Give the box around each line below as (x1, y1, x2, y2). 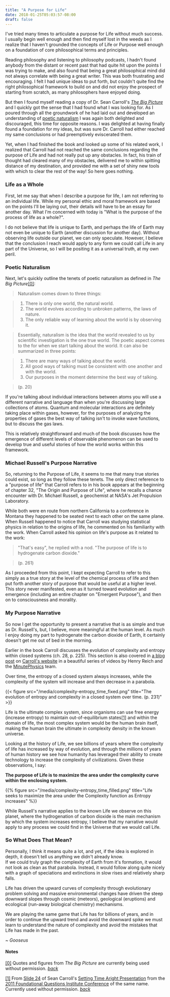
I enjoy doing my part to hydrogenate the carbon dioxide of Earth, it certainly (5, 632, 165, 638)
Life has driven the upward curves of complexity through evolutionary (5, 885, 151, 891)
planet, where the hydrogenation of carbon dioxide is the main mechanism (5, 813, 161, 819)
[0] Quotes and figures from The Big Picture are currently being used (5, 960, 150, 966)
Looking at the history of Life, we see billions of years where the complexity (5, 740, 163, 746)
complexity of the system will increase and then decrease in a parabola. (5, 678, 156, 684)
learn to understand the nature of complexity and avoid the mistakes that (5, 922, 157, 928)
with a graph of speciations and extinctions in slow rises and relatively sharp (5, 869, 165, 876)
